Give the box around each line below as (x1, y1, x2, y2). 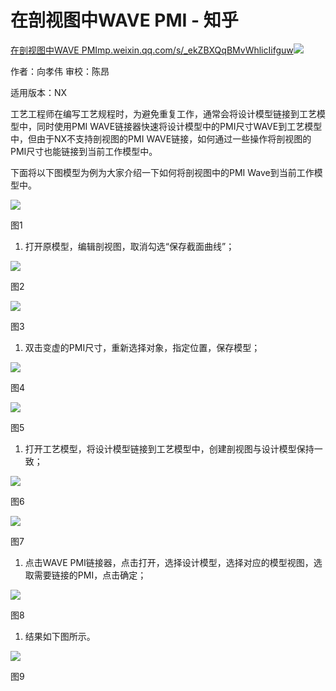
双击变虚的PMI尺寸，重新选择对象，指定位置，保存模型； (24, 341, 261, 353)
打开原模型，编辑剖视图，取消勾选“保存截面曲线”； (24, 240, 235, 252)
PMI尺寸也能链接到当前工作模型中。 (10, 145, 158, 157)
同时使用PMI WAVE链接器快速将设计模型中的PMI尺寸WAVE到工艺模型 (36, 120, 323, 132)
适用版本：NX (10, 86, 68, 98)
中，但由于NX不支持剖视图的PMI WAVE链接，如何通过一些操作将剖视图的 (10, 132, 312, 145)
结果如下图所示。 (24, 630, 96, 642)
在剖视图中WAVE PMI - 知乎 (10, 9, 239, 32)
